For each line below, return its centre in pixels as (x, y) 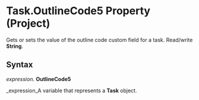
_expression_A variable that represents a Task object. (72, 91)
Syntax (20, 65)
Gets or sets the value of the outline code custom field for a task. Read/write (99, 40)
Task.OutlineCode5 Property (78, 11)
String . (15, 46)
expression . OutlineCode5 (39, 79)
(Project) (28, 23)
